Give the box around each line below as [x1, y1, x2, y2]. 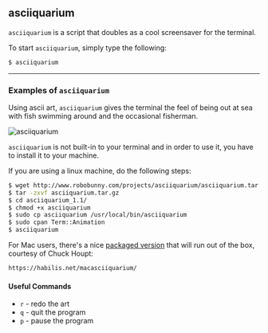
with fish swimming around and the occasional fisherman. [8, 111, 199, 120]
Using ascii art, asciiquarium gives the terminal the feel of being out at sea [8, 103, 253, 112]
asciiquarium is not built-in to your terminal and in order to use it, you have [8, 142, 254, 151]
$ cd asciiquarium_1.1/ [8, 196, 88, 204]
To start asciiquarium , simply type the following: [8, 43, 167, 53]
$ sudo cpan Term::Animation [8, 218, 105, 226]
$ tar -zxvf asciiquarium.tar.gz [8, 189, 120, 197]
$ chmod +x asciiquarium [8, 203, 91, 212]
